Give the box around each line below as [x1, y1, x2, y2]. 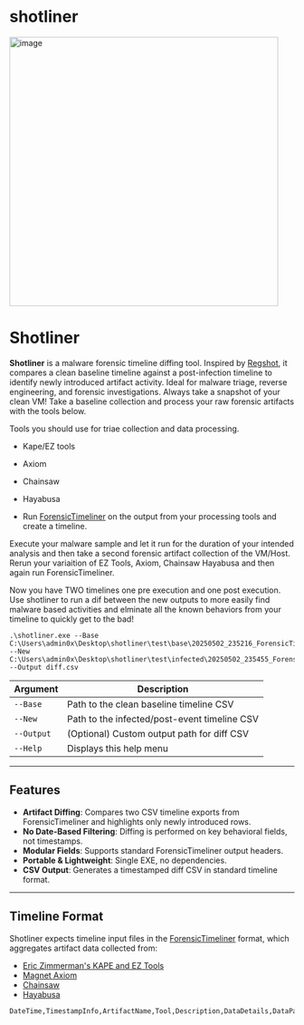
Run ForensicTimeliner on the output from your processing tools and [22, 510, 278, 522]
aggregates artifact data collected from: [9, 943, 158, 953]
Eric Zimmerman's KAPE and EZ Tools [22, 960, 165, 971]
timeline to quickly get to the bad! [9, 614, 134, 624]
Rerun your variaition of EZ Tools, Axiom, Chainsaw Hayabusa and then [9, 557, 275, 568]
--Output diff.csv [9, 662, 79, 672]
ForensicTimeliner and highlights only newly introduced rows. [22, 816, 252, 827]
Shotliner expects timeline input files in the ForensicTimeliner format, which [9, 933, 290, 943]
